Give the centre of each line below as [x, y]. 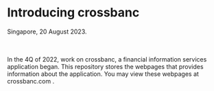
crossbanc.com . [31, 81]
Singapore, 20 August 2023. [47, 31]
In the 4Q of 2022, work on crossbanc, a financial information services [107, 59]
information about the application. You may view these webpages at [103, 74]
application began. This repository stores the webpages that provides [105, 66]
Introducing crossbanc [73, 13]
